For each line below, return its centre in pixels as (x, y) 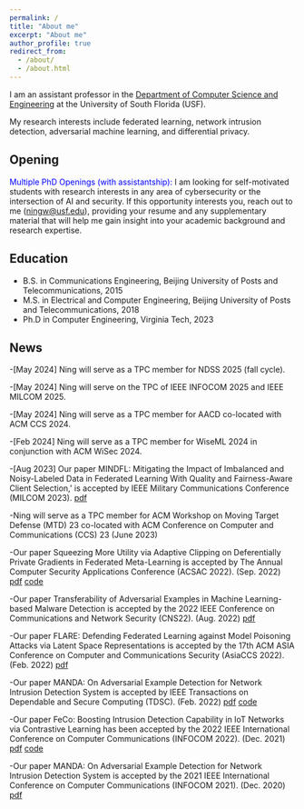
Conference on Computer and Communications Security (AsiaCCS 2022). (147, 655)
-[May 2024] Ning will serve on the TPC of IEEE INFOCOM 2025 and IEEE (147, 387)
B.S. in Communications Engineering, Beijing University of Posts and (150, 280)
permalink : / (34, 18)
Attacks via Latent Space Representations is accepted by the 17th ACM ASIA (152, 645)
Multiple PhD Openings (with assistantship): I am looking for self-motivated (149, 182)
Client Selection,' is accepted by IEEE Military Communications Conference (149, 488)
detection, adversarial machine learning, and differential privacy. (130, 131)
